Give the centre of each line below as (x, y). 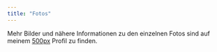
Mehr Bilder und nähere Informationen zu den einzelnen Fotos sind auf (109, 33)
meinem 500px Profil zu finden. (52, 41)
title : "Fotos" (29, 14)
